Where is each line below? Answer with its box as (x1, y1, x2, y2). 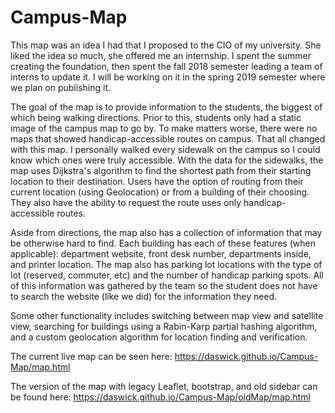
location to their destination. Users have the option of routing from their (10, 175, 304, 187)
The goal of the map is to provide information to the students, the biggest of (10, 101, 323, 113)
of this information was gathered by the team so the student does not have (10, 279, 318, 291)
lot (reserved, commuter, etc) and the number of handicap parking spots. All (10, 269, 324, 281)
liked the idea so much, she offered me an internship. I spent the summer (10, 49, 312, 61)
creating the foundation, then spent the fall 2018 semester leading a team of (10, 60, 323, 72)
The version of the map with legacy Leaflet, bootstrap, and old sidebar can (10, 380, 318, 392)
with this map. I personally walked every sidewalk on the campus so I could (10, 143, 321, 155)
